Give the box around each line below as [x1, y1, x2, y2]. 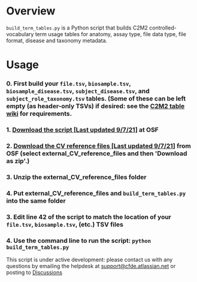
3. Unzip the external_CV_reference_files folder [6, 173, 147, 181]
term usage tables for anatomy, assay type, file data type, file [35, 30, 187, 37]
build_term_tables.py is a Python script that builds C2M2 [6, 24, 148, 31]
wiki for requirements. [6, 109, 72, 118]
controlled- [149, 24, 177, 31]
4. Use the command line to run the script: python [6, 236, 151, 245]
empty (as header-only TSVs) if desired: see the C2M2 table [6, 102, 185, 111]
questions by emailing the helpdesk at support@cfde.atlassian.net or [6, 262, 176, 269]
